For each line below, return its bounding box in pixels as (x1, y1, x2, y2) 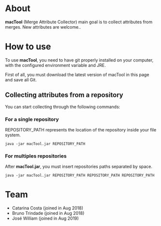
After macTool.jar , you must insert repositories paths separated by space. (5, 163, 153, 170)
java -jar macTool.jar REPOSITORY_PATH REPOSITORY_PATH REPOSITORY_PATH (5, 173, 155, 178)
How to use (5, 41, 51, 52)
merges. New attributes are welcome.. (5, 24, 81, 30)
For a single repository (5, 116, 59, 123)
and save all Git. (5, 77, 37, 82)
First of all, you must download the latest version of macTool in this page (5, 71, 149, 78)
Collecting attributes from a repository (5, 91, 123, 99)
